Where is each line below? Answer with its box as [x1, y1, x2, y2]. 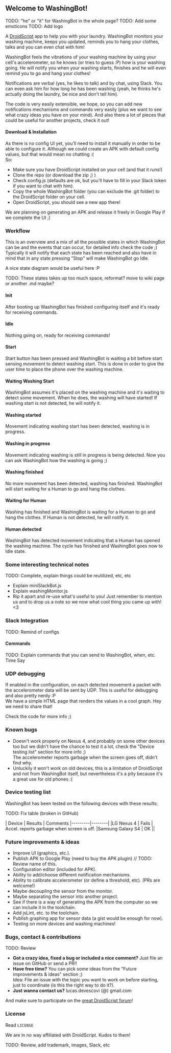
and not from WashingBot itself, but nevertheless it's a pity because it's [12, 770, 163, 777]
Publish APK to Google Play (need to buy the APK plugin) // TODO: [12, 855, 153, 862]
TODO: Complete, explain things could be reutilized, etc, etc [5, 573, 131, 579]
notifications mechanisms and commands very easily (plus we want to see [5, 106, 162, 112]
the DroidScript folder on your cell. [12, 194, 86, 200]
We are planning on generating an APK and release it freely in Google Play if [5, 209, 165, 216]
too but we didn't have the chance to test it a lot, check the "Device [12, 743, 155, 749]
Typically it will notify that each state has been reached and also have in [5, 250, 157, 256]
